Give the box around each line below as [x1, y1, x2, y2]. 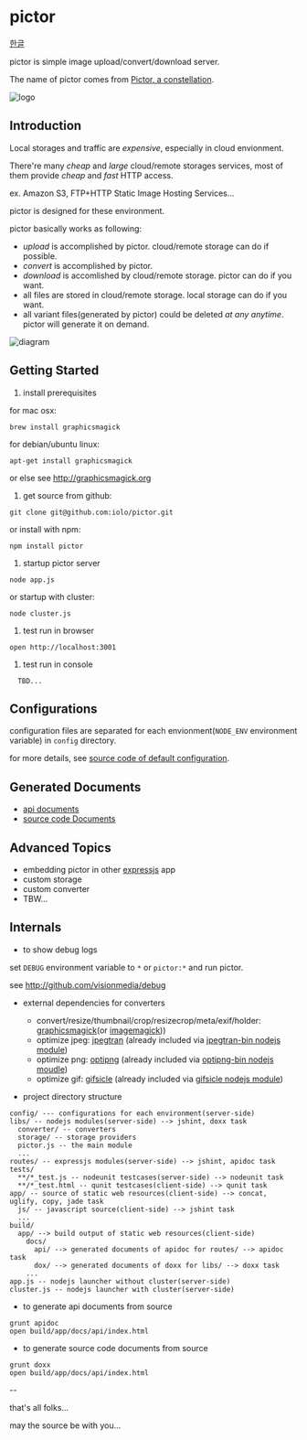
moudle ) [36, 1063, 69, 1074]
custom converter [22, 884, 90, 894]
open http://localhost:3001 [9, 642, 117, 651]
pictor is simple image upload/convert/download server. [9, 56, 220, 67]
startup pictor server [22, 557, 101, 568]
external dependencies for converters [22, 997, 166, 1008]
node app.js [9, 575, 55, 585]
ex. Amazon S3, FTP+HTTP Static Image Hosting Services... [9, 188, 235, 199]
